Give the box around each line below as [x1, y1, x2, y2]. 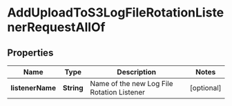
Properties [7, 47, 54, 59]
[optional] [189, 83, 222, 92]
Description [117, 67, 157, 76]
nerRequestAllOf [7, 19, 106, 35]
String [62, 83, 84, 92]
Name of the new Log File [90, 79, 174, 88]
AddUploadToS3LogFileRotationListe [7, 5, 224, 21]
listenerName [10, 83, 57, 92]
